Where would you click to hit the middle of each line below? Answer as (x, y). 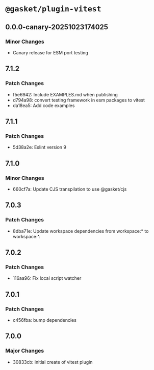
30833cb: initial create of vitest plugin (53, 362)
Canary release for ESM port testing (50, 52)
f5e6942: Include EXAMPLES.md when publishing (65, 94)
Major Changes (25, 351)
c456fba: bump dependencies (44, 320)
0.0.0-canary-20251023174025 (57, 27)
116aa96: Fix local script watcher (47, 278)
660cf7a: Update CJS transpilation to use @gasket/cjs (70, 189)
